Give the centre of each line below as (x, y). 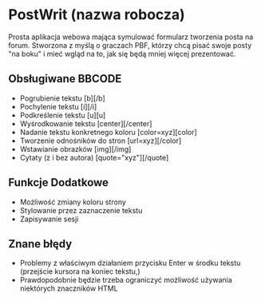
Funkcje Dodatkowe (59, 182)
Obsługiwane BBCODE (65, 79)
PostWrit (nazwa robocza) (97, 15)
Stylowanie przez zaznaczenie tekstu (81, 210)
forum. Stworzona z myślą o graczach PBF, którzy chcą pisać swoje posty (130, 45)
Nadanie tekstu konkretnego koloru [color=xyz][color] (108, 132)
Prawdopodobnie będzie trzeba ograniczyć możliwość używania (126, 280)
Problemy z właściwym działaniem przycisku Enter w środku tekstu (130, 263)
